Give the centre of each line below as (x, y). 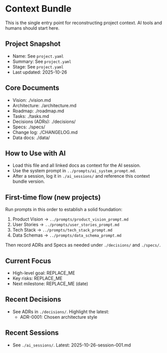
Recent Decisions (33, 299)
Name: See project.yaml (38, 56)
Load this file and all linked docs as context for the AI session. (76, 165)
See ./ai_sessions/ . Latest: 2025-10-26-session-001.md (72, 345)
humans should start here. (32, 28)
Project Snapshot (33, 44)
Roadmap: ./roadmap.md (38, 111)
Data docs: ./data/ (31, 137)
